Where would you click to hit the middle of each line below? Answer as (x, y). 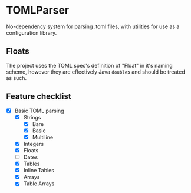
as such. (17, 78)
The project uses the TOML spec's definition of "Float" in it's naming (89, 65)
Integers (34, 144)
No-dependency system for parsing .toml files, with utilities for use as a (93, 26)
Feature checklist (39, 97)
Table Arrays (39, 184)
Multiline (43, 137)
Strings (32, 117)
